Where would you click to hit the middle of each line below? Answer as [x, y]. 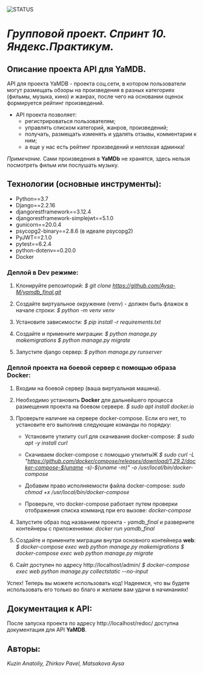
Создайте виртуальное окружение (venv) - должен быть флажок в [102, 304]
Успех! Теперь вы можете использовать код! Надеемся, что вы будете [98, 583]
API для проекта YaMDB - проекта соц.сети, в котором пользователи [97, 84]
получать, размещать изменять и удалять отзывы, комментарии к [111, 134]
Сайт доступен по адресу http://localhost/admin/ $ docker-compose [102, 565]
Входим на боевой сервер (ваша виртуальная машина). [88, 389]
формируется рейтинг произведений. [55, 103]
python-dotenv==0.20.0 [46, 250]
